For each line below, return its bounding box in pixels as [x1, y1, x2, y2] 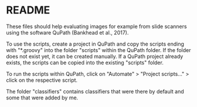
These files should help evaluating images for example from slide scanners [6, 23, 187, 30]
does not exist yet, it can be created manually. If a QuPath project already [6, 53, 184, 60]
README [6, 4, 50, 17]
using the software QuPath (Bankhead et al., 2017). [6, 29, 129, 36]
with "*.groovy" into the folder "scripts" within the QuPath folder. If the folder [6, 46, 192, 53]
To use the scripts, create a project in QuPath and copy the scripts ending [6, 40, 185, 47]
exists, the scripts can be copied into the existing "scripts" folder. [6, 59, 164, 66]
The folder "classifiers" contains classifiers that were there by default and [6, 88, 185, 95]
